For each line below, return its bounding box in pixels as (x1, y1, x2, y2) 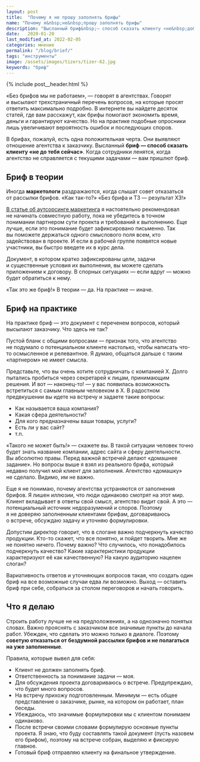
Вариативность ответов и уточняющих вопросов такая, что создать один (6, 572, 193, 579)
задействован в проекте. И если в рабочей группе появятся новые (6, 237, 177, 245)
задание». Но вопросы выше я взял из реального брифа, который (6, 461, 174, 468)
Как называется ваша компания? (14, 405, 99, 412)
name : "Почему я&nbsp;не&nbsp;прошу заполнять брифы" (6, 20, 143, 26)
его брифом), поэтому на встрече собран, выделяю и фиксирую (14, 736, 179, 743)
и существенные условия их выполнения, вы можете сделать (6, 262, 164, 269)
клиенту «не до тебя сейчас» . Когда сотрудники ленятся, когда (6, 148, 171, 155)
